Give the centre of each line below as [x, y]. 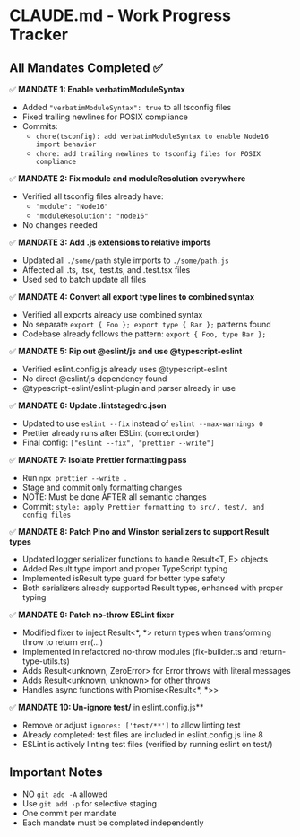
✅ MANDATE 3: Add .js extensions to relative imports [111, 242]
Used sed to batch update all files [84, 279]
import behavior [66, 144]
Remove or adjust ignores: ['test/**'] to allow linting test [131, 725]
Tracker [39, 35]
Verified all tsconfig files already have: [93, 196]
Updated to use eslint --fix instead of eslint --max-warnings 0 [143, 423]
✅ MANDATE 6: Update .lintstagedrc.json [88, 405]
